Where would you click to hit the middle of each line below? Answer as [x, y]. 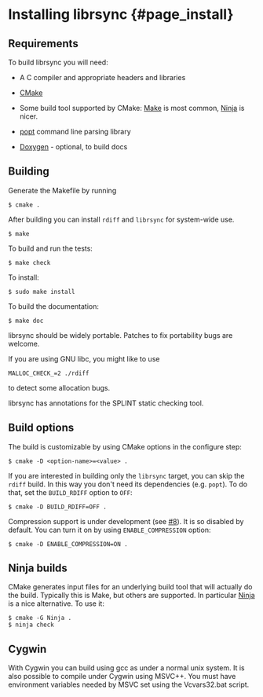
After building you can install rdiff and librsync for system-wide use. [121, 219]
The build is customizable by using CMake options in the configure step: [125, 446]
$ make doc [26, 321]
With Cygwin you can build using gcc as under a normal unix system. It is [126, 668]
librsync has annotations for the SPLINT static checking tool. [106, 403]
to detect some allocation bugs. [59, 387]
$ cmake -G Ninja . [40, 618]
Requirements [43, 44]
